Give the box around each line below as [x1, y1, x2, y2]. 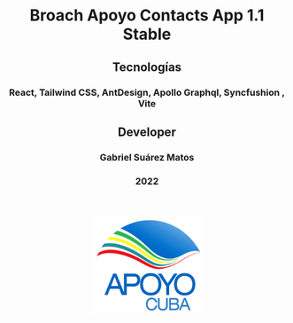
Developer [117, 124, 177, 139]
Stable [122, 24, 172, 44]
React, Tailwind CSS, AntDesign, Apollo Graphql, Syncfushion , [8, 86, 286, 98]
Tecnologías [112, 59, 182, 75]
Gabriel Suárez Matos [99, 151, 195, 163]
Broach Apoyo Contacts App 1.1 [29, 5, 265, 26]
